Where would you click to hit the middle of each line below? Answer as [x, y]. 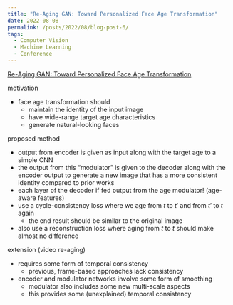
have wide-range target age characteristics [92, 117]
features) [51, 198]
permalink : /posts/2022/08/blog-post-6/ [68, 27]
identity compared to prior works [66, 182]
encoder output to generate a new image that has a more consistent [117, 175]
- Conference [33, 54]
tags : [15, 34]
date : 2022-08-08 [33, 21]
